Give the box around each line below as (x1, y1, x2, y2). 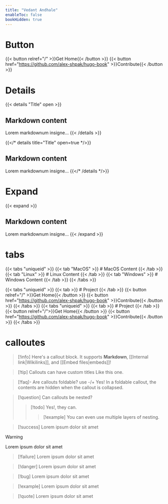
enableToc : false (5, 12, 42, 17)
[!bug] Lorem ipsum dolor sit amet (17, 473, 90, 480)
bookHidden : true (5, 17, 42, 22)
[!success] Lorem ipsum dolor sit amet (17, 424, 99, 430)
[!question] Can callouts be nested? (17, 394, 93, 400)
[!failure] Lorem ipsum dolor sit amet (17, 453, 94, 460)
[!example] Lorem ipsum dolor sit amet (17, 483, 99, 489)
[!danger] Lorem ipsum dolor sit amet (17, 463, 96, 469)
